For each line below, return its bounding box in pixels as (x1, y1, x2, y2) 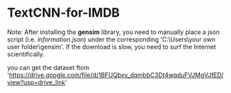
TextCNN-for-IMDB (7, 5, 120, 21)
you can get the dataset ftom (7, 63, 90, 71)
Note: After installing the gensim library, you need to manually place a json (7, 28, 220, 36)
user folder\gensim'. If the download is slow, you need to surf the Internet (7, 42, 216, 51)
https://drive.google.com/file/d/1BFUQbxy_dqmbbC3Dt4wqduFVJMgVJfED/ (9, 71, 224, 79)
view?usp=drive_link (7, 78, 66, 86)
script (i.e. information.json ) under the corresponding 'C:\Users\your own (7, 35, 216, 43)
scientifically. (7, 50, 45, 58)
